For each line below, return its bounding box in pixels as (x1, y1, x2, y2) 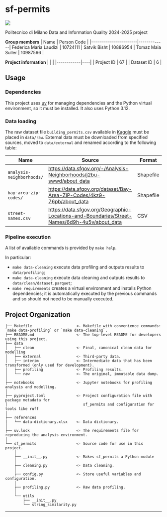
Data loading (5, 118, 37, 125)
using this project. (5, 337, 48, 342)
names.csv (7, 215, 31, 221)
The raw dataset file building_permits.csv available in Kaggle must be (5, 129, 149, 135)
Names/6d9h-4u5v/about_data (48, 218, 122, 225)
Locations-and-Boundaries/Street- (48, 212, 133, 219)
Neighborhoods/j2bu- (48, 171, 100, 178)
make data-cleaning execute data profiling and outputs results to (12, 264, 145, 270)
